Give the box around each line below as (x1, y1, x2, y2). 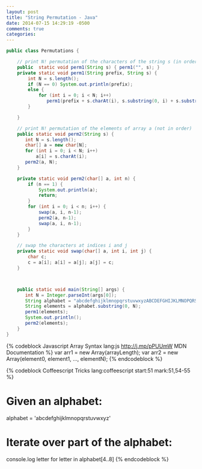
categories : (6, 31, 36, 37)
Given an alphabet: (6, 394, 103, 408)
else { (28, 87, 44, 93)
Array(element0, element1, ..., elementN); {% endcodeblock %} (6, 355, 163, 362)
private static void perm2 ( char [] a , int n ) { (17, 176, 136, 182)
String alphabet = (25, 298, 71, 304)
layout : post (6, 8, 39, 15)
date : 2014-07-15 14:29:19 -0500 (6, 20, 90, 26)
